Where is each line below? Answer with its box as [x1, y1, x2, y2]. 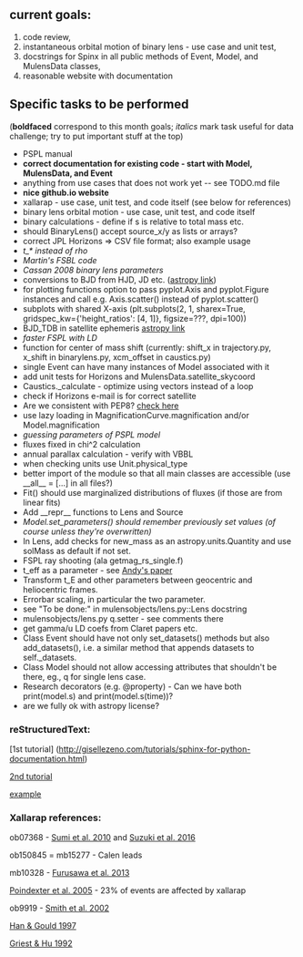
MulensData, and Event [22, 168, 114, 179]
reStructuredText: [9, 723, 91, 736]
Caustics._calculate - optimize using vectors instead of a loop [22, 380, 254, 391]
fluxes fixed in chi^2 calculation [22, 438, 141, 449]
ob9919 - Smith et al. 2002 [9, 902, 110, 914]
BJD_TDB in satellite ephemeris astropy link [22, 323, 186, 334]
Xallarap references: [9, 811, 102, 824]
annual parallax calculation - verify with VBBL [22, 448, 194, 459]
